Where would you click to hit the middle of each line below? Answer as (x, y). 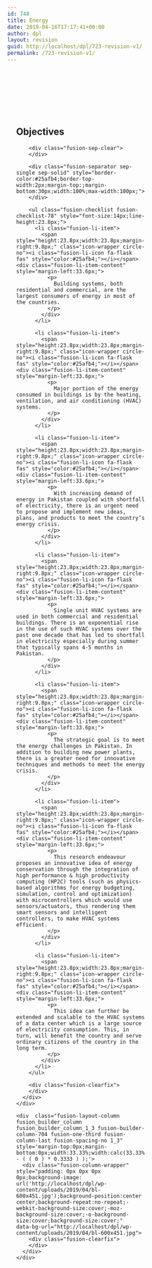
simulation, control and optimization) (75, 894)
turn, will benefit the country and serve (79, 1036)
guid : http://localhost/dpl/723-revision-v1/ (75, 46)
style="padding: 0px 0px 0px (59, 1171)
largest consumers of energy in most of (76, 296)
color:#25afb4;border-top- (56, 179)
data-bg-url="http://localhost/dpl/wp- (75, 1226)
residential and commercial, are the (71, 290)
